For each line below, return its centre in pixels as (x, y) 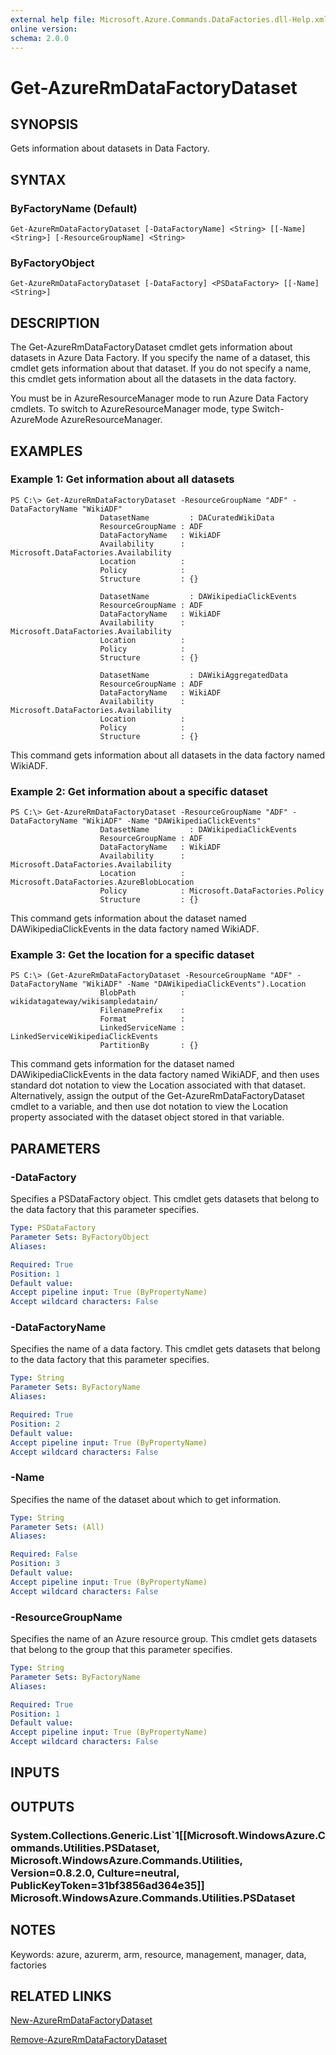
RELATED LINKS (61, 1996)
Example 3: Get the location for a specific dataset (132, 955)
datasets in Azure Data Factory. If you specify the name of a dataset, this (160, 358)
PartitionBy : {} (149, 1046)
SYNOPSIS (44, 124)
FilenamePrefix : (142, 1011)
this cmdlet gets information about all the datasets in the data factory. (153, 379)
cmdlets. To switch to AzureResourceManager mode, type (130, 409)
